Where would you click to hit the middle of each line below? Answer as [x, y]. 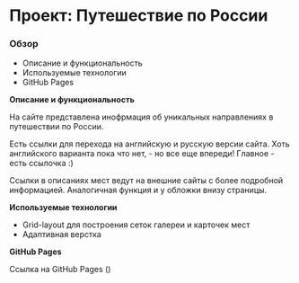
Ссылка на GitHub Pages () [60, 270]
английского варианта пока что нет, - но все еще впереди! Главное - [142, 154]
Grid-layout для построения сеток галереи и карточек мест [136, 225]
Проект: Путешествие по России [139, 16]
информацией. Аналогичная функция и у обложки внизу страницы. [138, 190]
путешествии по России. [57, 127]
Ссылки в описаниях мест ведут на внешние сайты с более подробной [146, 181]
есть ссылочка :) [41, 164]
